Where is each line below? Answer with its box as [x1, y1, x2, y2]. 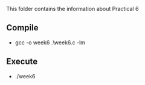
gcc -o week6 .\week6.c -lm [14, 39, 86, 46]
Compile [6, 22, 39, 33]
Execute [6, 56, 38, 67]
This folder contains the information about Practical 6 [6, 5, 139, 12]
